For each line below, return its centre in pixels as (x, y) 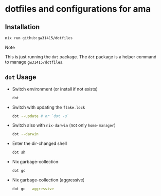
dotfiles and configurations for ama (78, 9)
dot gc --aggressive (33, 189)
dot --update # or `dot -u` (40, 116)
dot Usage (21, 77)
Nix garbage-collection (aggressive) (48, 180)
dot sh (19, 152)
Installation (22, 27)
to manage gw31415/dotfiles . (35, 62)
